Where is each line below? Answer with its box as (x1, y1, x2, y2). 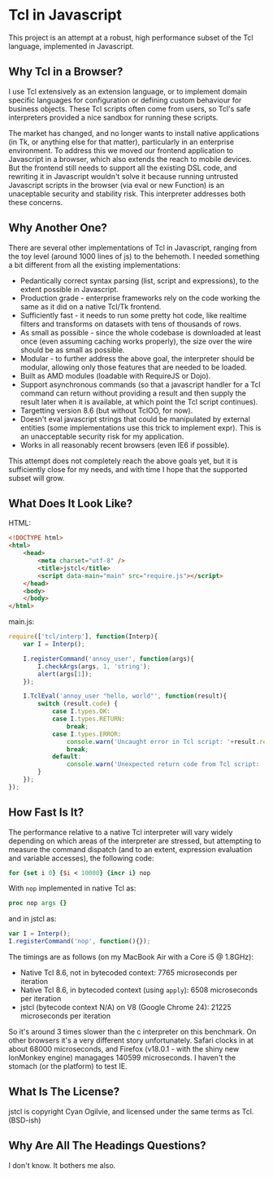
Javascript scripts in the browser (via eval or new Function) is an (8, 180, 225, 190)
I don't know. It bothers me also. (8, 1160, 116, 1170)
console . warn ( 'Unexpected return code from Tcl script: (66, 760, 260, 768)
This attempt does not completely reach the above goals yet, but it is (8, 456, 238, 466)
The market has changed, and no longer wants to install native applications (8, 128, 260, 138)
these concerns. (8, 197, 63, 207)
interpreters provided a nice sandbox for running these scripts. (8, 112, 219, 122)
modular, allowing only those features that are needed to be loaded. (19, 362, 247, 372)
